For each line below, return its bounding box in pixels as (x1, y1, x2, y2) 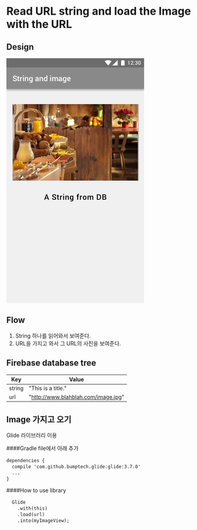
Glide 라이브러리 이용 (6, 431, 57, 439)
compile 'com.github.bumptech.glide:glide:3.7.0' (12, 463, 141, 469)
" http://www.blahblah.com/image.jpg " (28, 393, 124, 400)
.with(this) (17, 505, 48, 512)
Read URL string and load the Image (6, 4, 191, 18)
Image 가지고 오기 (6, 414, 72, 425)
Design (6, 42, 34, 52)
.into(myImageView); (17, 517, 70, 524)
